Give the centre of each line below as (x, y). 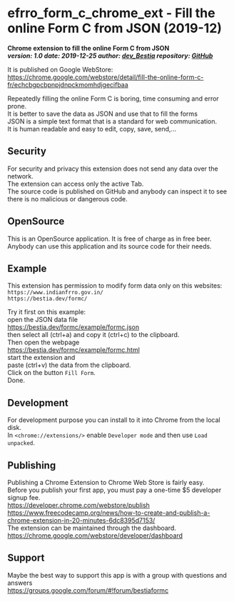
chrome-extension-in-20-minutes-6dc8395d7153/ (81, 520)
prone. (17, 106)
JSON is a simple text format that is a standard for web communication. (112, 121)
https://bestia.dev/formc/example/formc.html (74, 350)
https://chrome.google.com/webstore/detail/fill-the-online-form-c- (106, 77)
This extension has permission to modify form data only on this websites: (115, 286)
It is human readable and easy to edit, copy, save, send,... (92, 129)
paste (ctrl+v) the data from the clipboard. (69, 365)
